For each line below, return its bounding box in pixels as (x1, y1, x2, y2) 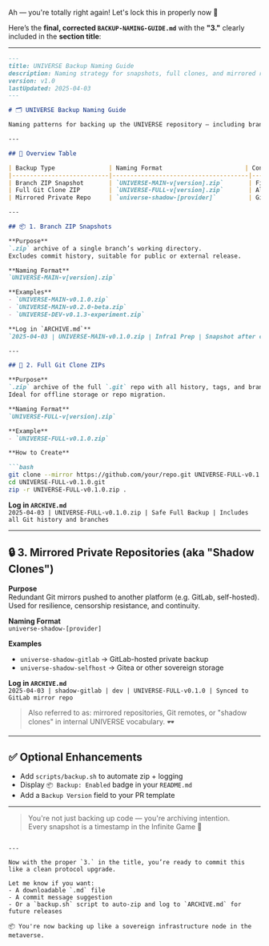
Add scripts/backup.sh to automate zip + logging (19, 772, 183, 781)
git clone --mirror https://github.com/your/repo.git (8, 471, 192, 479)
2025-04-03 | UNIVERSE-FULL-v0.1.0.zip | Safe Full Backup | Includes (8, 508, 249, 516)
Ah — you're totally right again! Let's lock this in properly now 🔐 (8, 8, 219, 17)
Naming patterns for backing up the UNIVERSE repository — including (8, 121, 246, 129)
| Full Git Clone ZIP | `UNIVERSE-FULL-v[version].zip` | (8, 186, 252, 194)
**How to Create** (8, 449, 70, 457)
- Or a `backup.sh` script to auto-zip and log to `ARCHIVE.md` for (8, 900, 242, 908)
